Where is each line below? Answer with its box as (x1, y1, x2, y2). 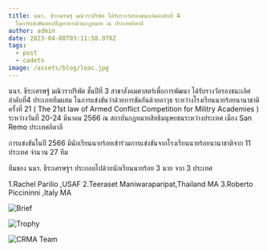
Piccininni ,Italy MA (8, 188, 72, 197)
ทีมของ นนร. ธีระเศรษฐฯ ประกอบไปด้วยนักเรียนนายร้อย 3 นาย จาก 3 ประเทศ (8, 163, 212, 172)
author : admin (8, 26, 56, 34)
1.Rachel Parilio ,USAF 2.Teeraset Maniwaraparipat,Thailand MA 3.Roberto (8, 179, 254, 188)
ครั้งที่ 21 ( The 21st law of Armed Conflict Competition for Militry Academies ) (8, 103, 259, 113)
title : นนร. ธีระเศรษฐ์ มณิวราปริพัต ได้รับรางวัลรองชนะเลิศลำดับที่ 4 (8, 11, 180, 20)
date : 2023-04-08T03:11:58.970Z (8, 34, 116, 43)
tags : (8, 42, 26, 50)
